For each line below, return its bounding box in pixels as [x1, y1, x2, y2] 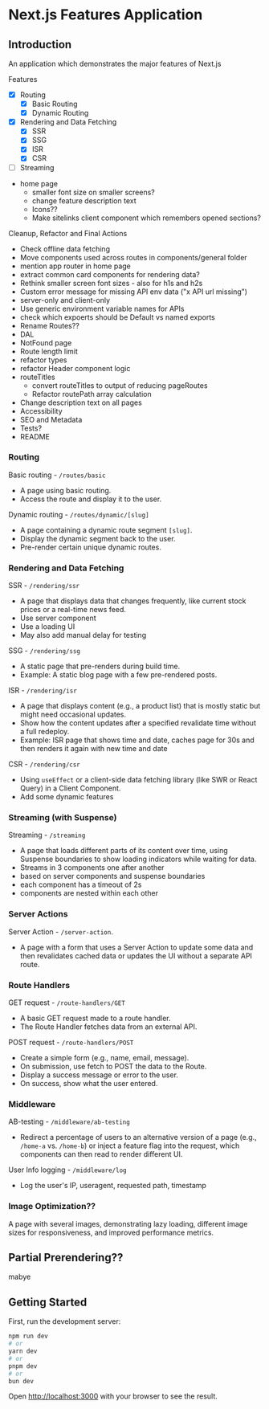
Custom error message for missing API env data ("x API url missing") [19, 287, 247, 296]
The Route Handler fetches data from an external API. [19, 1022, 198, 1031]
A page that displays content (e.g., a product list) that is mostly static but [19, 701, 261, 711]
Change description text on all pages [19, 398, 142, 407]
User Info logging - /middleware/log [8, 1165, 127, 1174]
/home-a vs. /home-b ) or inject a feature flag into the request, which [19, 1141, 240, 1150]
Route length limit [19, 346, 79, 356]
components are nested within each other [19, 888, 159, 898]
